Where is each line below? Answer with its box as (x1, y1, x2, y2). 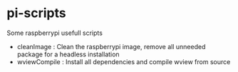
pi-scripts (6, 5, 66, 21)
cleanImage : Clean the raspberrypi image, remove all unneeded (16, 42, 206, 51)
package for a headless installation (16, 50, 120, 58)
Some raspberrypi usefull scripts (6, 29, 103, 37)
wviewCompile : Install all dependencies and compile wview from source (16, 57, 231, 66)
